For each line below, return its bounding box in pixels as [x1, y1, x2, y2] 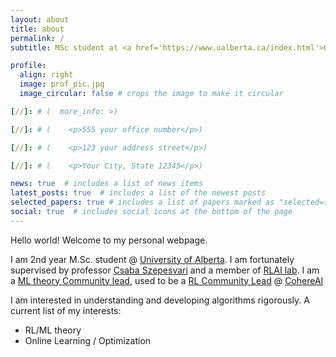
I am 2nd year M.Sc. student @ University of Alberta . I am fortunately [10, 253, 295, 265]
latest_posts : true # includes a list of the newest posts [10, 188, 267, 198]
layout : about [10, 14, 70, 25]
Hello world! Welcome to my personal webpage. [10, 234, 208, 246]
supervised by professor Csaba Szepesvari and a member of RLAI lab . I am [10, 264, 320, 276]
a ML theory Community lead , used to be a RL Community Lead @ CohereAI [10, 274, 324, 286]
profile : [10, 61, 47, 71]
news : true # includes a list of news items [10, 179, 203, 189]
